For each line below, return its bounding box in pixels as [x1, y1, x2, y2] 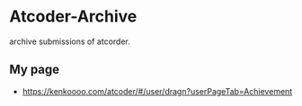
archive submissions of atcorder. [9, 36, 130, 47]
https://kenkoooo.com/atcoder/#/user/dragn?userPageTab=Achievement [22, 85, 293, 96]
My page [9, 62, 60, 77]
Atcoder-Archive [9, 6, 138, 27]
